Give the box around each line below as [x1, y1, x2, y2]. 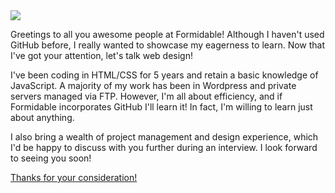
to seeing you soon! [10, 152, 92, 164]
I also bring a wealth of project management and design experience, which [10, 131, 319, 143]
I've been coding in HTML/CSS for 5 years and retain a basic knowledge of [10, 69, 319, 81]
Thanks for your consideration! [10, 172, 138, 183]
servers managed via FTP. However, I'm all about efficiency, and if [10, 90, 283, 102]
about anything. [10, 112, 75, 123]
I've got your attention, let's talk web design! [10, 50, 194, 61]
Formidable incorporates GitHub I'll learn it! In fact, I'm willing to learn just [10, 101, 313, 113]
